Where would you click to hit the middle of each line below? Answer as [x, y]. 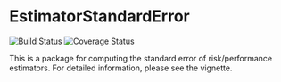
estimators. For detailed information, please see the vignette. [121, 68]
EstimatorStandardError [99, 16]
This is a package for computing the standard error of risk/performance [141, 58]
